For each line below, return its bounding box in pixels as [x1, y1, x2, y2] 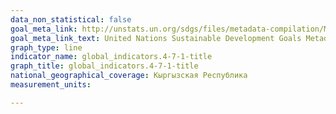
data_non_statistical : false [10, 14, 132, 25]
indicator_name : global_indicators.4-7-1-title [10, 52, 213, 62]
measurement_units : [10, 80, 92, 90]
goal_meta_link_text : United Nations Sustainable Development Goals [10, 33, 302, 43]
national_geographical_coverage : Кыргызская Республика [10, 71, 248, 81]
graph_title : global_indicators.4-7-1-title [10, 61, 199, 71]
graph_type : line [10, 42, 83, 53]
